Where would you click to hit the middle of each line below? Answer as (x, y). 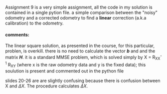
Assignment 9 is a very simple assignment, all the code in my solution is (79, 7)
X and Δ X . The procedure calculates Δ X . (47, 86)
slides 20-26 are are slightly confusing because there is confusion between (83, 81)
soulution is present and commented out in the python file (64, 71)
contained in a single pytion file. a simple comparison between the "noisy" (82, 12)
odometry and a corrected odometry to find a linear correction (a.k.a (76, 18)
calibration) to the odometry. (34, 23)
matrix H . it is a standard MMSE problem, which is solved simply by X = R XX (83, 58)
